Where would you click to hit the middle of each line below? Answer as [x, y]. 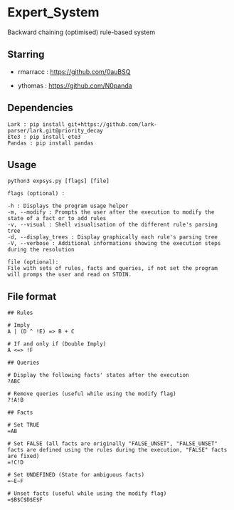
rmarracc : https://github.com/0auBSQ [74, 71]
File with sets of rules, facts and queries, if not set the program [113, 269]
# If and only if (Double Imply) [57, 344]
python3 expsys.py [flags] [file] [59, 181]
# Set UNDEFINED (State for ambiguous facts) [76, 475]
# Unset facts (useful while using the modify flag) [87, 494]
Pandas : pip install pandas [50, 143]
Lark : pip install [36, 124]
